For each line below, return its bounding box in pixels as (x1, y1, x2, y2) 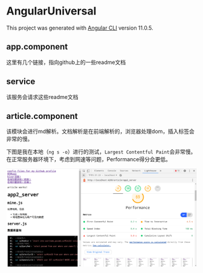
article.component (6, 111, 78, 121)
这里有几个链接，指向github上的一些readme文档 (6, 59, 126, 66)
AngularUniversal (6, 4, 97, 18)
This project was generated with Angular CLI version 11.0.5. (6, 24, 153, 31)
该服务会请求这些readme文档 (6, 93, 79, 100)
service (6, 77, 36, 87)
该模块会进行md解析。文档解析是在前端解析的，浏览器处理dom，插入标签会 (6, 128, 195, 135)
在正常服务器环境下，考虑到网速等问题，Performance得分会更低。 (6, 156, 171, 163)
